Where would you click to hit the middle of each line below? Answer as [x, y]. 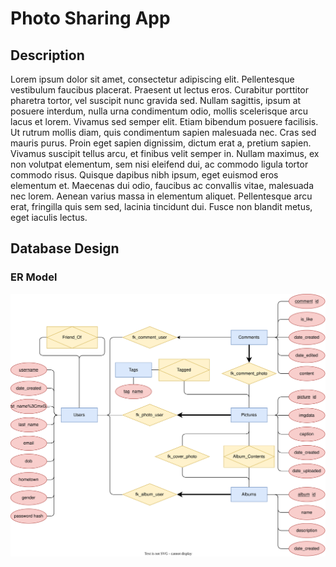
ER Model [34, 277]
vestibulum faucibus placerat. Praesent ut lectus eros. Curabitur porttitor [160, 90]
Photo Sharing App [90, 18]
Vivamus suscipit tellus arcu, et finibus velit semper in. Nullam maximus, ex [165, 153]
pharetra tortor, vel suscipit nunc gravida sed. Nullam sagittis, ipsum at [156, 100]
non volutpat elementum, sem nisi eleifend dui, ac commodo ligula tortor [159, 164]
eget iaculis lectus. [49, 217]
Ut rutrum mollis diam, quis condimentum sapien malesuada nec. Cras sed [163, 132]
